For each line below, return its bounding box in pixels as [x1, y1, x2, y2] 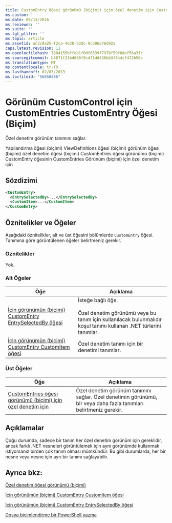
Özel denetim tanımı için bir [78, 340, 143, 347]
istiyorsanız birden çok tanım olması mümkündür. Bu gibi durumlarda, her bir [5, 448, 166, 454]
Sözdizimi [5, 176, 37, 185]
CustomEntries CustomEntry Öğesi [5, 107, 158, 119]
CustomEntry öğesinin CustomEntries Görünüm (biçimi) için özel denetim [5, 156, 159, 162]
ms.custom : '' [5, 12, 36, 17]
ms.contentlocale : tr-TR [5, 65, 58, 70]
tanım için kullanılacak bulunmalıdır [78, 316, 162, 323]
